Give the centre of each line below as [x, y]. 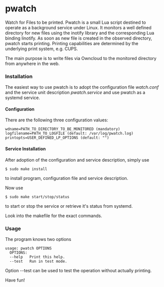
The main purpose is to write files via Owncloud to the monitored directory [81, 58]
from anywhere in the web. [33, 63]
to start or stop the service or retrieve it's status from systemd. [69, 206]
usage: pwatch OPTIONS [28, 248]
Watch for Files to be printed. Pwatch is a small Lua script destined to [76, 22]
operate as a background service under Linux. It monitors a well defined [78, 27]
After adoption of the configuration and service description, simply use [77, 160]
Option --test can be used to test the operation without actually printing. [79, 270]
